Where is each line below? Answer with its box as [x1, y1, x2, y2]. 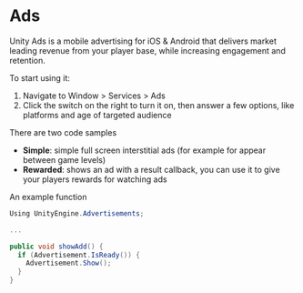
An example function [9, 191, 87, 202]
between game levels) [22, 154, 106, 165]
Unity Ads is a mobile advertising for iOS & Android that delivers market [9, 35, 278, 46]
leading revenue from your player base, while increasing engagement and [9, 45, 287, 56]
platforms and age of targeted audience [22, 109, 172, 120]
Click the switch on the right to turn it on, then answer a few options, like [22, 99, 295, 110]
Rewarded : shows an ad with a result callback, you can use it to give [22, 164, 280, 175]
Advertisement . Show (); [25, 258, 112, 268]
